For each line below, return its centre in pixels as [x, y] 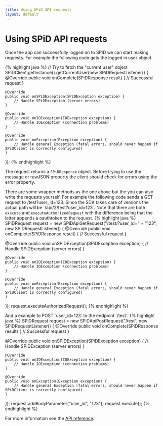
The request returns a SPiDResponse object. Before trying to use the [73, 172]
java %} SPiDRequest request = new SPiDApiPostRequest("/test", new [76, 321]
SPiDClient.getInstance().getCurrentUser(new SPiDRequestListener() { [77, 73]
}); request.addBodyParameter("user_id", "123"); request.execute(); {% [77, 404]
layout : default [22, 14]
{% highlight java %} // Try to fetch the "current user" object [66, 67]
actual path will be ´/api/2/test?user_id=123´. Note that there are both [75, 208]
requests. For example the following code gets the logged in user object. [79, 58]
